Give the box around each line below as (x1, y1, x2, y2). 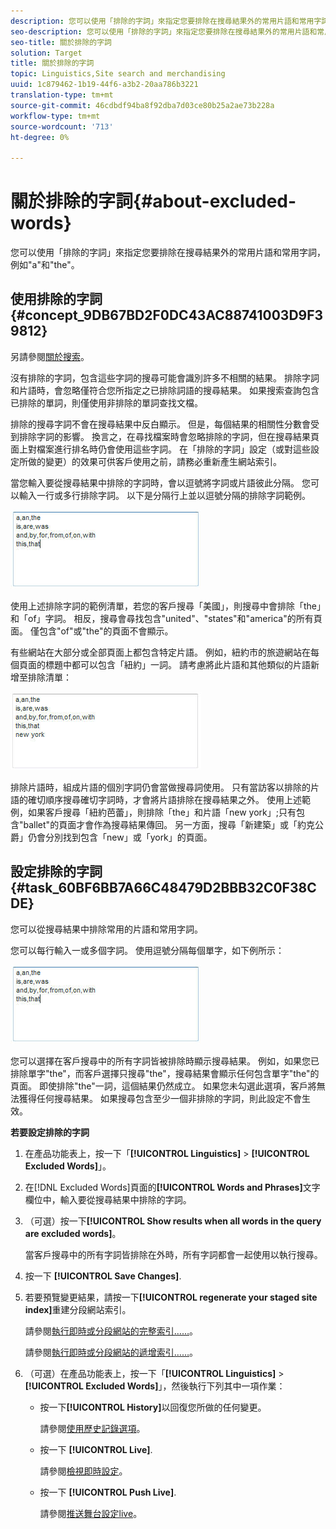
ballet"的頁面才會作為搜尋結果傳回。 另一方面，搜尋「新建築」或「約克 (23, 818, 316, 830)
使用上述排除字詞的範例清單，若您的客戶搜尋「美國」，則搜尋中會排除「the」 (10, 600, 322, 612)
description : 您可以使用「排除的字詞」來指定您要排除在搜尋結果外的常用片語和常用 (10, 16, 315, 26)
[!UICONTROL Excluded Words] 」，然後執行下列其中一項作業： (24, 1380, 286, 1392)
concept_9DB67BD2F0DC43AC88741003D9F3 (24, 307, 324, 324)
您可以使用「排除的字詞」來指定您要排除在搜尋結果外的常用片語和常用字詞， (10, 246, 326, 259)
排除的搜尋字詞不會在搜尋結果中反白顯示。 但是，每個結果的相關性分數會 (10, 418, 311, 430)
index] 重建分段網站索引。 (24, 1303, 132, 1315)
